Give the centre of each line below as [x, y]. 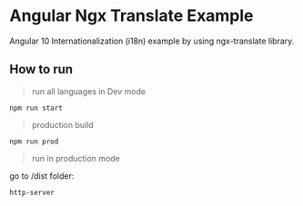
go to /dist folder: [42, 176]
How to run [41, 69]
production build [62, 124]
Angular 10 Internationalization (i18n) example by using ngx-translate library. [152, 41]
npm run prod [34, 142]
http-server [32, 192]
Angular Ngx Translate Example [131, 16]
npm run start [36, 108]
